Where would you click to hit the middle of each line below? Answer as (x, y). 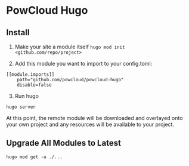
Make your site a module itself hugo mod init (70, 47)
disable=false (34, 85)
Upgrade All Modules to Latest (63, 143)
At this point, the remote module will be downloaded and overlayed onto (94, 118)
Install (18, 33)
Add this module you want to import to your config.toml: (83, 64)
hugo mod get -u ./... (34, 157)
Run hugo (27, 96)
